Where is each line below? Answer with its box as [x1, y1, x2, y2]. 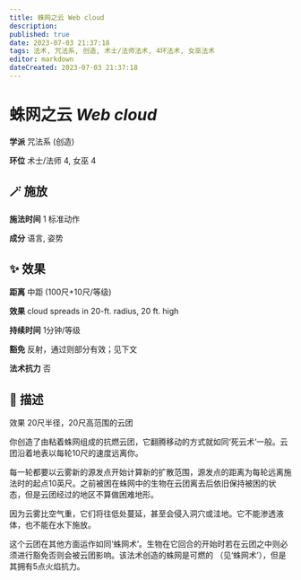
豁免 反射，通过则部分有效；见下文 [9, 344, 137, 355]
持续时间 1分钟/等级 [9, 325, 81, 336]
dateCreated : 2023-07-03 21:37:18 [9, 64, 139, 73]
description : [9, 22, 58, 31]
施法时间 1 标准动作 [9, 213, 81, 224]
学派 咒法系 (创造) [9, 136, 75, 146]
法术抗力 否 [9, 363, 51, 373]
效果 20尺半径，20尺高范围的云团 [9, 417, 133, 428]
